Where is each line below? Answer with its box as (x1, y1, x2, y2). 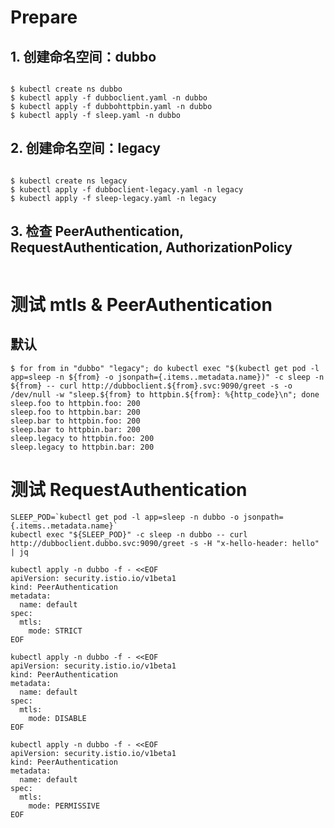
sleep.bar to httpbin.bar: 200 (10, 424, 141, 435)
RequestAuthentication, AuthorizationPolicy (10, 239, 293, 256)
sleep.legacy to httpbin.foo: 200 (10, 433, 155, 443)
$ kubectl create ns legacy (10, 176, 128, 186)
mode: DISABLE (28, 713, 87, 723)
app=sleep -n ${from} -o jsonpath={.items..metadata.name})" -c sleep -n (10, 372, 325, 382)
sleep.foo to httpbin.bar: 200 (10, 407, 141, 417)
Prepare (10, 6, 78, 29)
